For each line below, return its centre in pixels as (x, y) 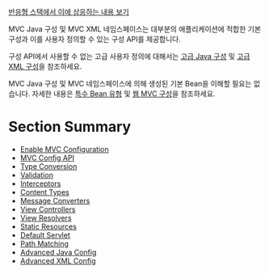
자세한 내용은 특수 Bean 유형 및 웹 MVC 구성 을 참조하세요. (124, 94)
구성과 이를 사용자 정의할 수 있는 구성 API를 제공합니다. (95, 39)
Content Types (45, 192)
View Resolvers (46, 217)
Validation (37, 175)
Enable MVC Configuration (64, 149)
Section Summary (70, 127)
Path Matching (44, 243)
